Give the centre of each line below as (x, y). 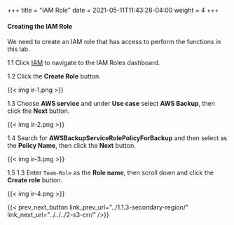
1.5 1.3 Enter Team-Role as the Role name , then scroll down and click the (110, 173)
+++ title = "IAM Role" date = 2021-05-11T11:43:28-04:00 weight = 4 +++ (113, 10)
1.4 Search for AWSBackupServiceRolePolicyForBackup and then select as (117, 138)
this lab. (19, 49)
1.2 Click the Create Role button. (54, 76)
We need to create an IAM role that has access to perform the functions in (114, 42)
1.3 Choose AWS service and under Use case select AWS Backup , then (111, 104)
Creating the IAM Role (40, 26)
